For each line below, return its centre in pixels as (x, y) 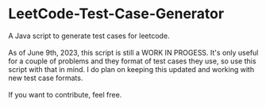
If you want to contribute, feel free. (65, 94)
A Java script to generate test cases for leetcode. (89, 36)
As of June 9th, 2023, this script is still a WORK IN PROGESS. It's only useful (133, 52)
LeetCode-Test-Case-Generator (116, 14)
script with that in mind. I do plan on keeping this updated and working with (131, 69)
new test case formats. (46, 78)
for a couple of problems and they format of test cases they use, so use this (132, 61)
